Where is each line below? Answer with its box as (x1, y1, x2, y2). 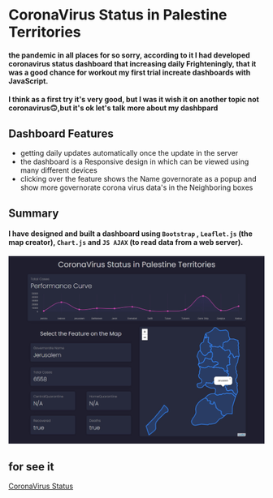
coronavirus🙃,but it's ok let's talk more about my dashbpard (8, 103, 219, 113)
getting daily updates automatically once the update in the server (19, 148, 239, 158)
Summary (8, 206, 59, 220)
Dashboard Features (8, 127, 114, 140)
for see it (8, 460, 54, 474)
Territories (8, 23, 81, 41)
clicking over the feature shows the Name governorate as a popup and (19, 174, 258, 184)
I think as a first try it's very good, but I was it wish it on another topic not (8, 95, 260, 105)
